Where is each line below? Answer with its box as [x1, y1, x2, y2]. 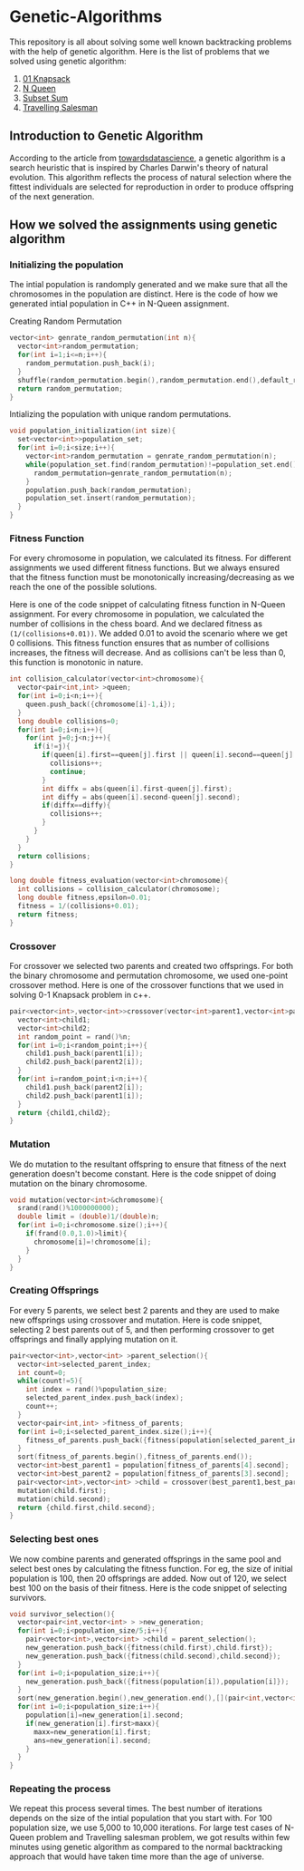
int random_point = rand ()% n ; [17, 1032, 131, 1042]
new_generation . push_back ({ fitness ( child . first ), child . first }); [25, 1643, 273, 1653]
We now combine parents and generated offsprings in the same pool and [9, 1553, 282, 1565]
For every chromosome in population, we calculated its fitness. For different [9, 553, 291, 564]
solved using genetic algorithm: [9, 55, 127, 66]
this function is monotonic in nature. [9, 657, 144, 668]
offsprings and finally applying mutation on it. [9, 1333, 178, 1344]
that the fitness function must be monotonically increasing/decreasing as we [9, 572, 295, 583]
